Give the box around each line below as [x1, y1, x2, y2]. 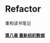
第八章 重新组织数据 [5, 32, 45, 38]
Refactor [5, 3, 41, 15]
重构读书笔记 [5, 20, 31, 26]
